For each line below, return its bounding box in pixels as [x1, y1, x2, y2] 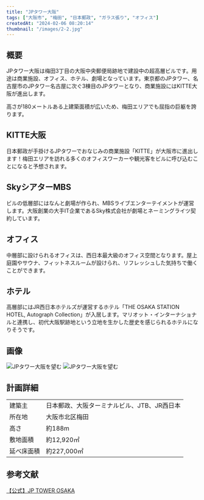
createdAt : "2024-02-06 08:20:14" [6, 20, 94, 26]
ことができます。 [6, 266, 49, 274]
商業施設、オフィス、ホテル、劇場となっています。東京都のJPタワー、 [16, 75, 193, 82]
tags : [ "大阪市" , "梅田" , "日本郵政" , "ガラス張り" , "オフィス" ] [6, 15, 159, 21]
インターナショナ [154, 311, 197, 318]
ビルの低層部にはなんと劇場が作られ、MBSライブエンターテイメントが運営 [6, 199, 194, 207]
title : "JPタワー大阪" [6, 9, 60, 15]
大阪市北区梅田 [46, 412, 90, 421]
